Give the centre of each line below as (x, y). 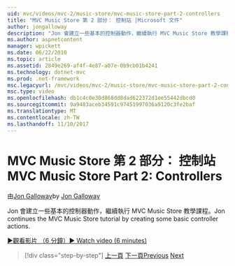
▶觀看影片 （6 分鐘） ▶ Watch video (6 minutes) (77, 241)
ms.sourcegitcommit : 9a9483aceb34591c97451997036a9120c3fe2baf (101, 105)
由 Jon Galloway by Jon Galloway (54, 196)
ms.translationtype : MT (42, 111)
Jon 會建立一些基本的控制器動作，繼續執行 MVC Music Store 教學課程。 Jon (116, 211)
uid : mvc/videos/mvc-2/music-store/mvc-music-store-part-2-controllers (114, 14)
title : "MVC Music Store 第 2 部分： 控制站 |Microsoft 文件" (95, 20)
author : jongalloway (37, 27)
